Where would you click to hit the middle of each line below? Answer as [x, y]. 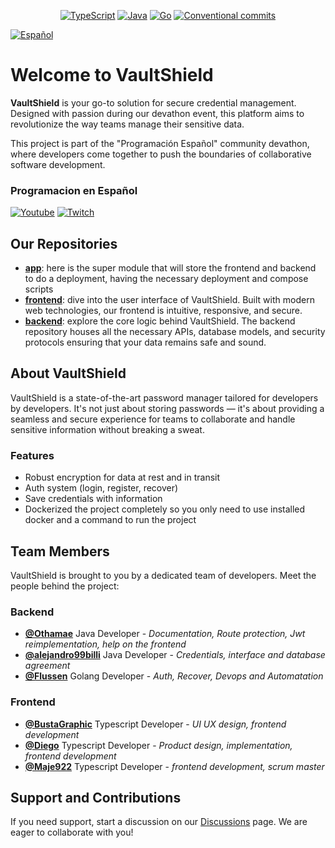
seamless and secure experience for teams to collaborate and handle [153, 419]
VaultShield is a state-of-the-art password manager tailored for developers [164, 397]
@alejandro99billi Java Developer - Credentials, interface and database [175, 655]
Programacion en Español [74, 190]
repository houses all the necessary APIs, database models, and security [175, 332]
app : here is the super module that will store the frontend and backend [170, 268]
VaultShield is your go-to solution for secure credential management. [153, 102]
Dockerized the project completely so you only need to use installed [165, 509]
